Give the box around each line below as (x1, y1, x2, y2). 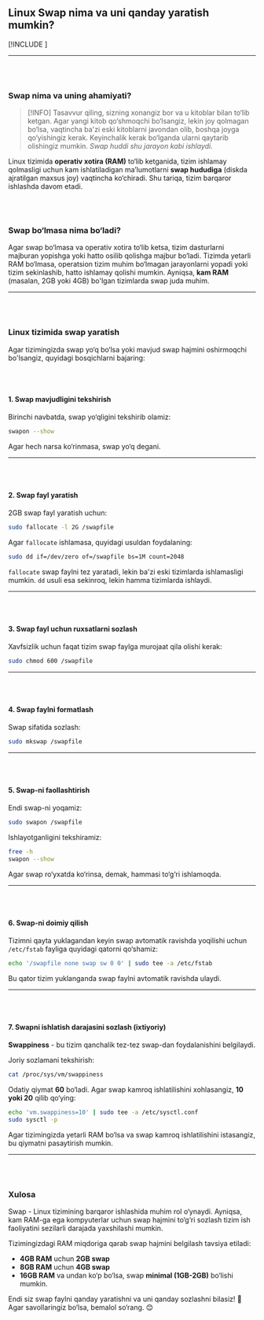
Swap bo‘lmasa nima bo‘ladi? (8, 225, 122, 236)
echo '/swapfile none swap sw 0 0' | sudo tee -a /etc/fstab (8, 959, 213, 967)
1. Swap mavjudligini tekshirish (8, 395, 112, 404)
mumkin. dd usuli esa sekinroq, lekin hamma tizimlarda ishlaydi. (8, 575, 212, 584)
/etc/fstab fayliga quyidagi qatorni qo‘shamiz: (8, 944, 159, 953)
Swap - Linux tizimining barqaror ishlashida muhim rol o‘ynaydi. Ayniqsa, (8, 1207, 243, 1216)
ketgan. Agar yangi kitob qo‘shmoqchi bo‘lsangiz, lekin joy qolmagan (27, 116, 249, 126)
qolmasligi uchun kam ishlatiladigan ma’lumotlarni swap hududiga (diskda (8, 165, 247, 175)
